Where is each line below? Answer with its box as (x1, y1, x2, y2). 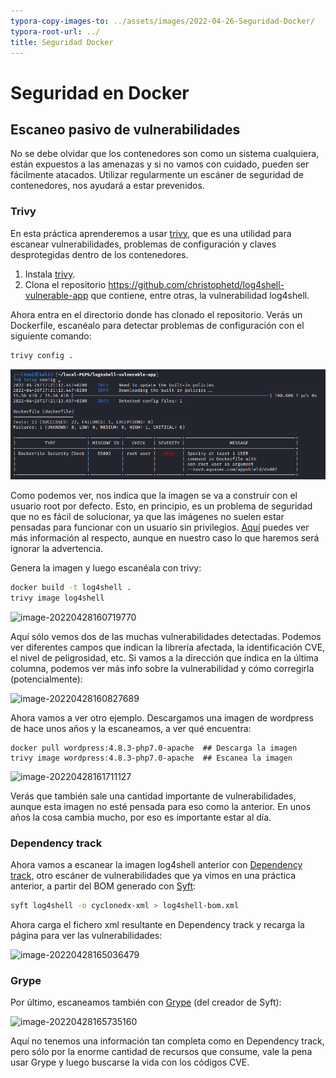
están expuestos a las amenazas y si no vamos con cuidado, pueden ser (10, 158, 310, 170)
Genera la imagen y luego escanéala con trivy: (10, 561, 202, 574)
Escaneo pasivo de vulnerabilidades (10, 121, 241, 138)
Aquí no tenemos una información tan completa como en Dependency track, (10, 1035, 325, 1047)
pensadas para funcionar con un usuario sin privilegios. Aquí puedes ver (10, 521, 310, 533)
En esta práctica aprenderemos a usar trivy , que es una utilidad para (10, 227, 292, 239)
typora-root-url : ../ (10, 26, 101, 37)
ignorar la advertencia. (10, 542, 104, 554)
